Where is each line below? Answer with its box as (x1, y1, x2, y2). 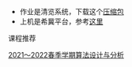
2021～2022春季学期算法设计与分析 (8, 50, 125, 59)
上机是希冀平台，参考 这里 (19, 17, 104, 26)
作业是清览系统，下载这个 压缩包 (19, 7, 124, 16)
